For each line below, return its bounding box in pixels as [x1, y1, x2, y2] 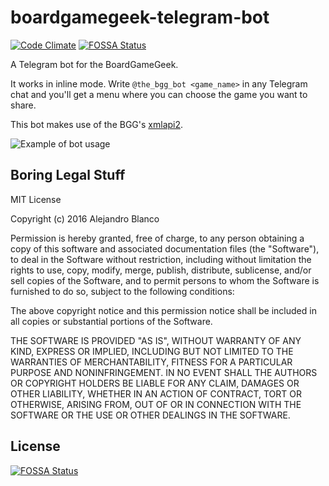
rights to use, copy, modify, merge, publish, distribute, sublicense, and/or [10, 264, 312, 276]
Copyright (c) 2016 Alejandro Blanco [10, 212, 160, 225]
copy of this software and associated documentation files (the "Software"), [10, 242, 320, 255]
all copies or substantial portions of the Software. [10, 315, 213, 327]
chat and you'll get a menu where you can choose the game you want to [10, 88, 308, 100]
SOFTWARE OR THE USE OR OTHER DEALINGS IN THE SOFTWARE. [10, 409, 291, 421]
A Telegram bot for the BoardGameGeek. [10, 58, 179, 70]
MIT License [10, 193, 62, 205]
